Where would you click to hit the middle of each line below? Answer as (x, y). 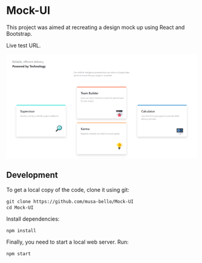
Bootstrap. (19, 33)
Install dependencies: (33, 219)
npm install (21, 230)
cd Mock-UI (20, 207)
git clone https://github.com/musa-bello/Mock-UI (70, 201)
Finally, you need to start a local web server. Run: (67, 242)
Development (32, 175)
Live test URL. (24, 45)
